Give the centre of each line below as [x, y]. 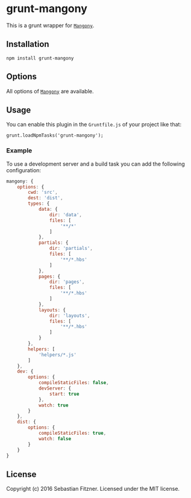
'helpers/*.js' [58, 355]
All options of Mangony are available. [50, 91]
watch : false [55, 438]
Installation [28, 44]
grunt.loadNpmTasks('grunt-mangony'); [55, 135]
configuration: [23, 170]
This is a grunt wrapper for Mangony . [50, 25]
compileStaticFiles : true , [72, 433]
